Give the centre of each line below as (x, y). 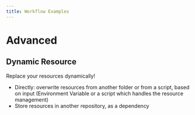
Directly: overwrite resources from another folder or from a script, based (102, 87)
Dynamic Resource (41, 62)
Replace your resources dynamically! (51, 76)
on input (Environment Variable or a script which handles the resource (99, 93)
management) (31, 99)
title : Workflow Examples (37, 11)
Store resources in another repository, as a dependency (82, 106)
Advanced (32, 40)
